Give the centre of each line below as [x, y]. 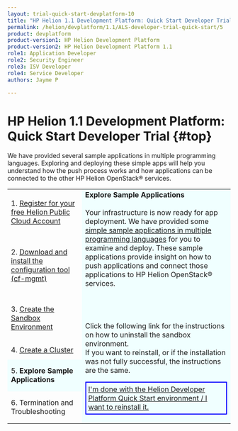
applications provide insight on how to [148, 257]
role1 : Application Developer [52, 54]
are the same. [108, 371]
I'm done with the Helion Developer [147, 389]
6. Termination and [42, 403]
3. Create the [33, 309]
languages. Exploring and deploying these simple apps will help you [106, 163]
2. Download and [39, 252]
